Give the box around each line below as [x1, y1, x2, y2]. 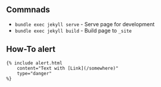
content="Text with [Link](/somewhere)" [17, 65, 119, 71]
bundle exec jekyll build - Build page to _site [14, 27, 132, 34]
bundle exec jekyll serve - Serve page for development [14, 20, 155, 27]
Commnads [6, 5, 51, 15]
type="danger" [17, 70, 52, 76]
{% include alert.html [6, 60, 63, 66]
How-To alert [6, 44, 55, 54]
